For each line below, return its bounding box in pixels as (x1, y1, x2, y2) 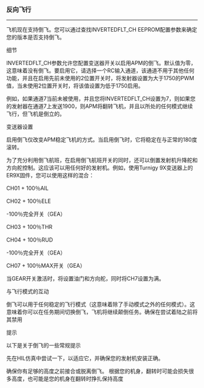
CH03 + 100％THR (6, 223, 53, 231)
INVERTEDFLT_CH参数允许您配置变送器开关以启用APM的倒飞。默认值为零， (6, 60, 196, 67)
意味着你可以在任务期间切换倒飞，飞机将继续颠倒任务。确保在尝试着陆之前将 (6, 308, 198, 316)
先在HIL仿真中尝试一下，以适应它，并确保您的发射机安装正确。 (6, 355, 164, 362)
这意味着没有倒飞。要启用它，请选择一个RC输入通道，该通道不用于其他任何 (6, 67, 195, 74)
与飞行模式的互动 (6, 288, 49, 295)
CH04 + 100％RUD (6, 236, 53, 243)
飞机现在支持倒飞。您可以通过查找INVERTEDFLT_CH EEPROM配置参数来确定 (6, 26, 197, 33)
